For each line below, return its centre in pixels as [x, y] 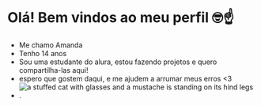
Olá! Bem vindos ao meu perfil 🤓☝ [121, 18]
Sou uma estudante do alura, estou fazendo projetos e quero [118, 62]
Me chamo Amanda [51, 45]
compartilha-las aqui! [53, 70]
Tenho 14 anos [43, 53]
